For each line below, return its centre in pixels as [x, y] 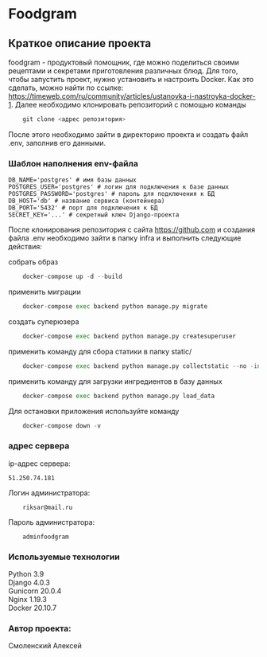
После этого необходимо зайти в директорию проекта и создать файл [128, 134]
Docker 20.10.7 [33, 608]
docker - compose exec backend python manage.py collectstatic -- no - [138, 366]
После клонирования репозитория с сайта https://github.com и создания [132, 230]
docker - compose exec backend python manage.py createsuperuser [130, 336]
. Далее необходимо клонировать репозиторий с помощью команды [128, 105]
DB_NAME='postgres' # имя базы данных [72, 180]
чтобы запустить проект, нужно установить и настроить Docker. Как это [131, 79]
